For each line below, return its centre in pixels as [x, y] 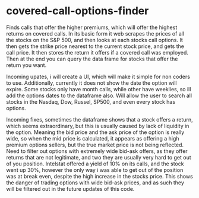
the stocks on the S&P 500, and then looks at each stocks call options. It [94, 40]
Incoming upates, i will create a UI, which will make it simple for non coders [98, 76]
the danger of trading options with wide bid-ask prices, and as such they [95, 183]
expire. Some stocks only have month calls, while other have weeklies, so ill [99, 89]
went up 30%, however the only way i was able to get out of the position [95, 170]
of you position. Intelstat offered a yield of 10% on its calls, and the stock [95, 164]
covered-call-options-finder [78, 11]
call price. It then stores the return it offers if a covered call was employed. [97, 52]
